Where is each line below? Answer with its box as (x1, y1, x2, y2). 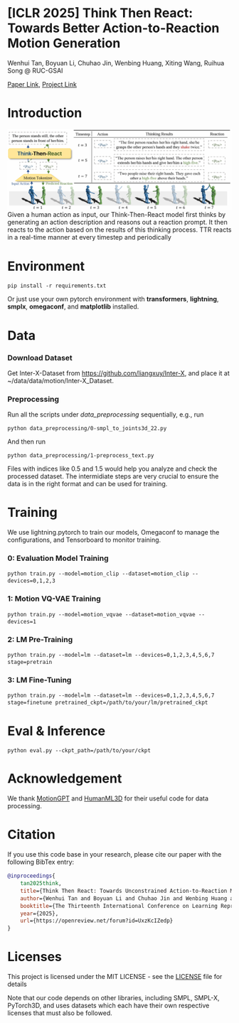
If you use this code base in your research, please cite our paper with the (7, 850, 222, 859)
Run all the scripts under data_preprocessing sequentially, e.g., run (7, 410, 204, 419)
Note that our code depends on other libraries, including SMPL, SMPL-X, (7, 994, 220, 1002)
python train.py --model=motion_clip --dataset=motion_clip (7, 570, 190, 577)
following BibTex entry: (7, 858, 75, 867)
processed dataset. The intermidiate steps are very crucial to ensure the (7, 472, 219, 481)
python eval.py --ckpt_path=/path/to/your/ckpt (7, 747, 152, 754)
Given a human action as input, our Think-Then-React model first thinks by (7, 210, 226, 219)
